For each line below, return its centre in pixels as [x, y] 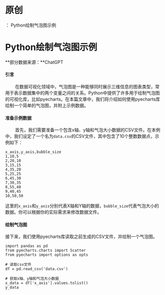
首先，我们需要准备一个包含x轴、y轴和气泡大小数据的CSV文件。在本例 [87, 130]
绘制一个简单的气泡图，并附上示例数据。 [47, 105]
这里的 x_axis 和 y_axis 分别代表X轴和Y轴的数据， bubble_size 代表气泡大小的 [82, 206]
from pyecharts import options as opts [47, 255]
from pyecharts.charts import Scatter [45, 251]
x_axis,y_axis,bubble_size [33, 152]
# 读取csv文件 [18, 265]
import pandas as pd [27, 246]
